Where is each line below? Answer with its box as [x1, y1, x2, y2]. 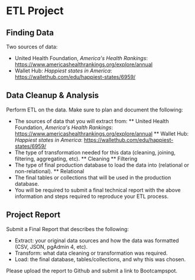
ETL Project [6, 4, 64, 18]
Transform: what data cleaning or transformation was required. [14, 249, 168, 256]
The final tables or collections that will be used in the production [14, 174, 171, 181]
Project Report [6, 210, 61, 220]
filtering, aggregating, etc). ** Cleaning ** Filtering [14, 155, 138, 162]
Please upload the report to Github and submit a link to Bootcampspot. [6, 267, 178, 274]
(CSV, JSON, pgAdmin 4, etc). [14, 243, 87, 250]
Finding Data [6, 28, 54, 38]
